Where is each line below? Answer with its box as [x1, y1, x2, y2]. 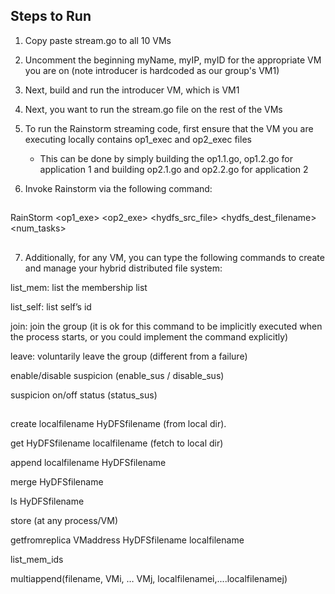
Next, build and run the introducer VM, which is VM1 [24, 84, 240, 96]
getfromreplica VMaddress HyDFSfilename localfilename [10, 534, 245, 546]
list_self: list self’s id [10, 300, 92, 313]
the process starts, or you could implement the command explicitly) [10, 330, 289, 343]
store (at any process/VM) [10, 514, 118, 526]
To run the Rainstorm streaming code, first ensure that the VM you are [24, 122, 314, 134]
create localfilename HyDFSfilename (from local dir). [10, 417, 227, 429]
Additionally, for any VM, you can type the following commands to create [24, 251, 325, 263]
